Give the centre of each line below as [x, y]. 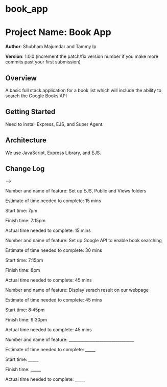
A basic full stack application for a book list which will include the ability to [83, 90]
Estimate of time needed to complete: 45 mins [54, 300]
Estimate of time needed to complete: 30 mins [54, 250]
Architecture [26, 141]
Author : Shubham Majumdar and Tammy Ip [51, 47]
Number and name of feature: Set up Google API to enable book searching [83, 241]
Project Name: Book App [58, 33]
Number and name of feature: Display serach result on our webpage [77, 290]
